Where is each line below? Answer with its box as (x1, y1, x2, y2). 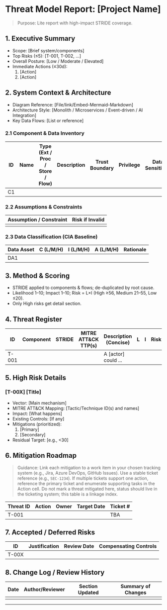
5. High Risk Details (5, 374, 66, 382)
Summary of (120, 583, 151, 590)
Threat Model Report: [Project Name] (5, 3, 161, 15)
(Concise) (106, 339, 130, 346)
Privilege (118, 161, 141, 168)
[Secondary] (19, 431, 46, 437)
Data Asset (7, 246, 35, 253)
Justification (28, 543, 60, 550)
